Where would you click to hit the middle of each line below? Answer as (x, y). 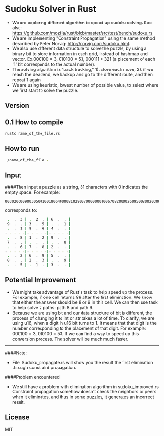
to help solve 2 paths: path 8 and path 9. (53, 307)
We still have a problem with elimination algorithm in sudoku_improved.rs (85, 386)
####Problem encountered (32, 377)
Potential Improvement (41, 280)
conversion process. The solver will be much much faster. (70, 339)
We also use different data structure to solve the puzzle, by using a (79, 48)
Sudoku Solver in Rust (51, 9)
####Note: (16, 353)
